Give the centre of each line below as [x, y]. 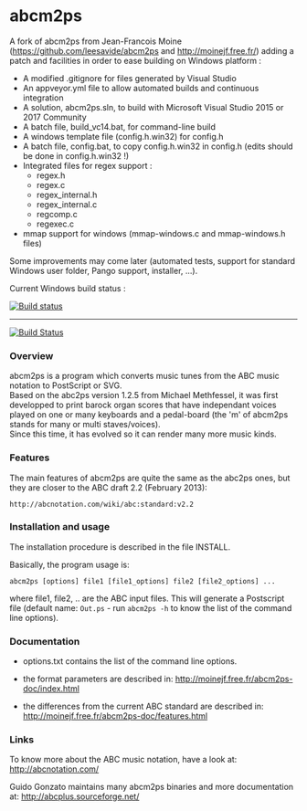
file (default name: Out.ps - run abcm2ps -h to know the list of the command [151, 607]
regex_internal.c [67, 204]
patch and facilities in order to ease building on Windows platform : [136, 60]
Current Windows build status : [68, 288]
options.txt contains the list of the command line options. [130, 661]
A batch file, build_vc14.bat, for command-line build [119, 126]
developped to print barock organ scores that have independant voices [143, 405]
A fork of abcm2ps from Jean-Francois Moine [96, 41]
